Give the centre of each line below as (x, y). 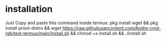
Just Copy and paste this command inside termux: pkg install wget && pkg (82, 23)
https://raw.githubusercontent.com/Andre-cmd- (111, 28)
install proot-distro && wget (33, 28)
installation (29, 9)
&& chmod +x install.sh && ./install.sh (108, 33)
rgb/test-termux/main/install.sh (37, 33)
